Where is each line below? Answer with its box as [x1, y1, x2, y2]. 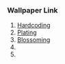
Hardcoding [16, 21, 51, 30]
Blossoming [16, 36, 51, 44]
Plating [16, 28, 37, 36]
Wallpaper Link [7, 6, 58, 15]
